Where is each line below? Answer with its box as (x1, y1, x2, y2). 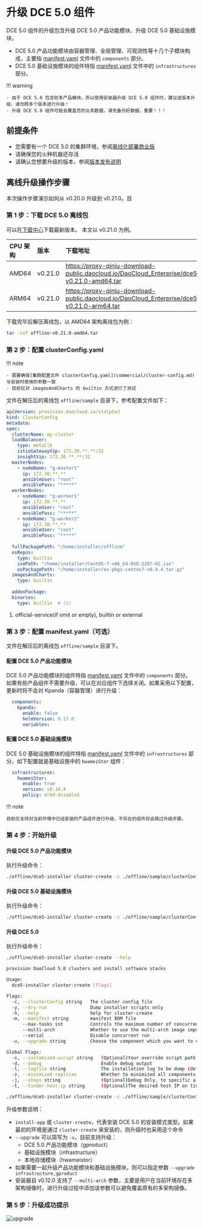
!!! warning (6, 82, 33, 89)
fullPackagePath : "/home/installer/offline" (11, 544, 126, 550)
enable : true (22, 781, 56, 787)
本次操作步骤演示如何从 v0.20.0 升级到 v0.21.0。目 (6, 194, 132, 202)
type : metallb (17, 442, 53, 448)
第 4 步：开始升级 (6, 831, 57, 839)
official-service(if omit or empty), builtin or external (14, 611, 143, 618)
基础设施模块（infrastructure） (24, 1148, 101, 1156)
